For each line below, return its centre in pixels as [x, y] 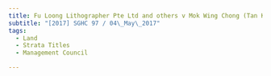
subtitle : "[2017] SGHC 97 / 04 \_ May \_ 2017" [84, 23]
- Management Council [52, 53]
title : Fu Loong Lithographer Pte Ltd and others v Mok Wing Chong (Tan [133, 16]
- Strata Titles [43, 46]
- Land [27, 38]
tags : [17, 30]
